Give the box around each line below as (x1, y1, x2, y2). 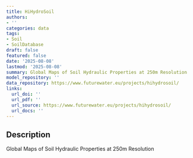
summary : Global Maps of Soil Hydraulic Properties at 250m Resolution (6, 69, 187, 75)
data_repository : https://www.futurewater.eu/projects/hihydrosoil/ (6, 80, 179, 86)
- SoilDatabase (6, 42, 44, 48)
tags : (6, 31, 20, 37)
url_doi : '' (11, 91, 42, 97)
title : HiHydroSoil (6, 8, 55, 15)
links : (6, 86, 23, 92)
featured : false (6, 53, 46, 59)
